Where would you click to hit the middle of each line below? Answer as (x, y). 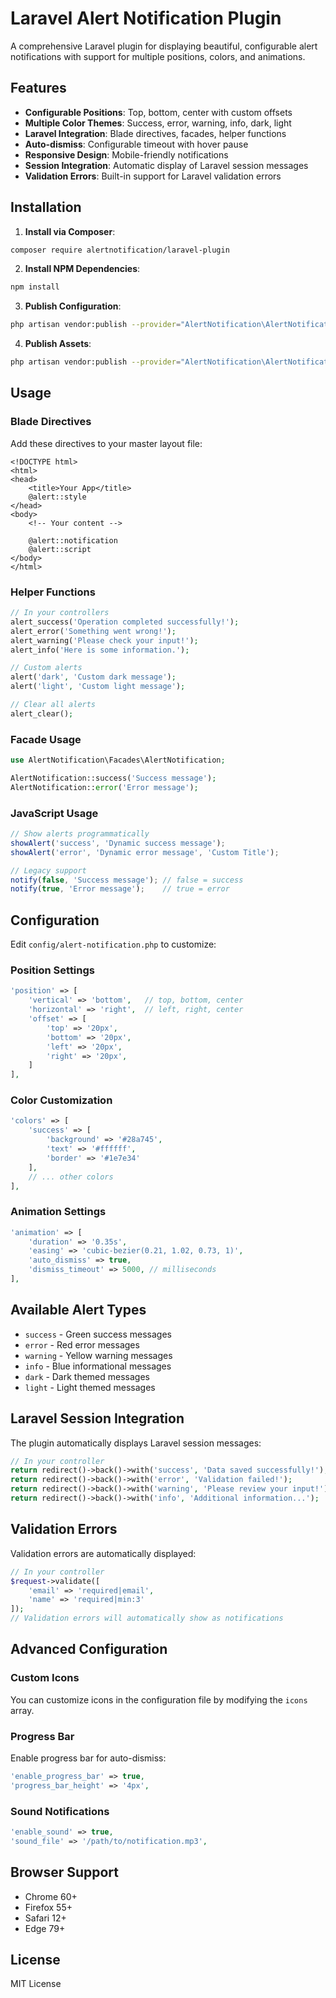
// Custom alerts (46, 668)
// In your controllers (60, 613)
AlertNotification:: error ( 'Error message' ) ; (104, 787)
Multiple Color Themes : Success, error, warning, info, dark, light (158, 123)
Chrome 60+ (51, 1896)
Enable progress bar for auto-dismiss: (88, 1758)
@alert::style (57, 497)
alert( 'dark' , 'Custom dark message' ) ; (93, 677)
